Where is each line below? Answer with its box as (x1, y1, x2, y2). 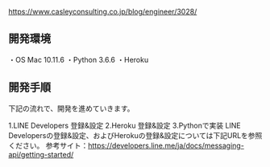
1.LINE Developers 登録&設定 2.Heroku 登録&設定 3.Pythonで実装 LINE (8, 120, 242, 130)
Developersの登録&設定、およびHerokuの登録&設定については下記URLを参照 (8, 130, 263, 140)
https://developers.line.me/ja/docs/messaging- (87, 141, 244, 150)
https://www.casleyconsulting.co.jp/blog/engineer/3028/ (8, 7, 197, 16)
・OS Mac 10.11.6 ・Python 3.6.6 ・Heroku (8, 55, 149, 64)
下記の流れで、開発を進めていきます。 (8, 104, 135, 113)
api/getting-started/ (8, 149, 74, 159)
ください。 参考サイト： (8, 141, 89, 150)
